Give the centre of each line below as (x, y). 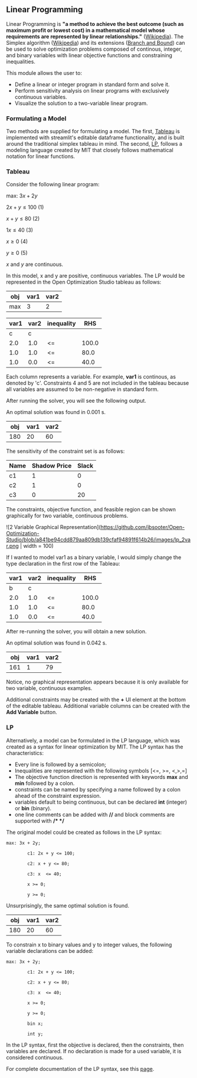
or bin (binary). (33, 808)
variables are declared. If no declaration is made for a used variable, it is (94, 1051)
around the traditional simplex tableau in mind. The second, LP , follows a (94, 144)
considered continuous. (35, 1057)
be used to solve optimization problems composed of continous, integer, (94, 49)
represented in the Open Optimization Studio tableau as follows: (84, 282)
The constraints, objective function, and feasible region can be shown (91, 510)
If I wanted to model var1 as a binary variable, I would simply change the (94, 557)
